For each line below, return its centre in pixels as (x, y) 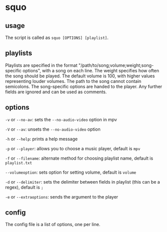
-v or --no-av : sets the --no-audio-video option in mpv (61, 119)
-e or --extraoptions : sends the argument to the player (62, 197)
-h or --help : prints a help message (42, 139)
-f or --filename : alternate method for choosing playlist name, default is (79, 158)
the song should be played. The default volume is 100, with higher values (80, 76)
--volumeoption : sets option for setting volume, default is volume (71, 172)
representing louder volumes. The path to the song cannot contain (73, 81)
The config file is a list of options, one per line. (53, 225)
